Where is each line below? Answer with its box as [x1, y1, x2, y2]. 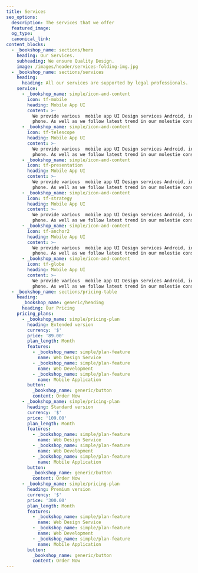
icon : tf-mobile [27, 96, 67, 102]
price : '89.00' [27, 333, 65, 338]
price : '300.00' [27, 497, 67, 503]
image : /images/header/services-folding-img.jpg [16, 63, 138, 70]
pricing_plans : [16, 311, 54, 317]
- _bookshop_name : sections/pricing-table [11, 289, 117, 295]
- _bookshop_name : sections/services [11, 69, 104, 75]
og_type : [11, 31, 33, 37]
